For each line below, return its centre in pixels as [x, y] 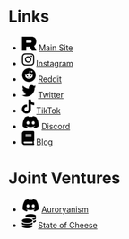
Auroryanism [64, 209]
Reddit [50, 79]
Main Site [56, 48]
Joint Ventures [64, 178]
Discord [56, 126]
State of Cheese [68, 225]
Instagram [55, 63]
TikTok [48, 111]
